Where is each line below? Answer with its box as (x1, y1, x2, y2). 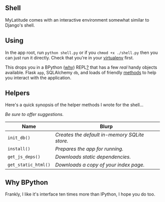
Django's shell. (5, 22, 35, 28)
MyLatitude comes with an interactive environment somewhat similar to (5, 17, 150, 23)
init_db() (7, 135, 30, 141)
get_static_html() (7, 162, 51, 168)
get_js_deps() (7, 154, 41, 160)
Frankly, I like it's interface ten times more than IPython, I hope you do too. (5, 191, 156, 197)
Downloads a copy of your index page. (55, 162, 145, 169)
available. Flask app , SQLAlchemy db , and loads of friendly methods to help (5, 69, 157, 75)
